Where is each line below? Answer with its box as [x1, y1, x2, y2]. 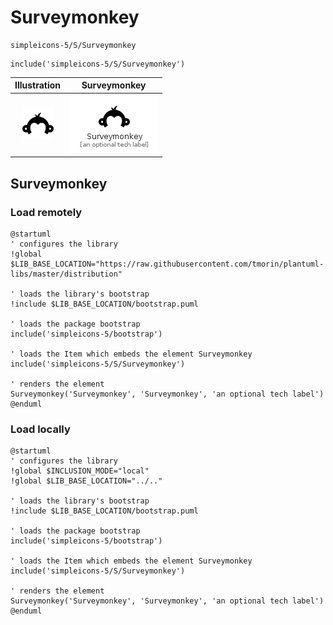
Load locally [10, 422, 71, 436]
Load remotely [10, 205, 83, 219]
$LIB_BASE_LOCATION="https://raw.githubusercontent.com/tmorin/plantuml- [10, 259, 325, 269]
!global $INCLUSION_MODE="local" [10, 466, 150, 476]
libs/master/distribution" [10, 269, 123, 279]
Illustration [14, 79, 62, 91]
